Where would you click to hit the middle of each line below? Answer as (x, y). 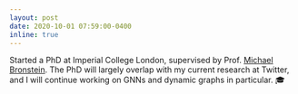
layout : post (34, 18)
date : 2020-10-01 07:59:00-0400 (70, 26)
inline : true (34, 34)
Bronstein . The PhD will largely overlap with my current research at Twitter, (149, 70)
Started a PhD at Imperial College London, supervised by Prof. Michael (142, 61)
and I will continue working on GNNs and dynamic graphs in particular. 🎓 (147, 80)
